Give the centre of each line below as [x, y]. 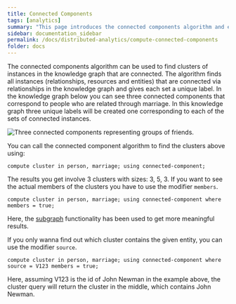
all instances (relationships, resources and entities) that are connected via [114, 81]
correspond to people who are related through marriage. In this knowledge [115, 104]
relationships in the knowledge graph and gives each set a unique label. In [114, 89]
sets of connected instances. [49, 119]
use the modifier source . [42, 247]
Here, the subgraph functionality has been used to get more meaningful [111, 219]
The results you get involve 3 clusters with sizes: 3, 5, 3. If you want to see [115, 179]
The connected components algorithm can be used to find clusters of [108, 66]
